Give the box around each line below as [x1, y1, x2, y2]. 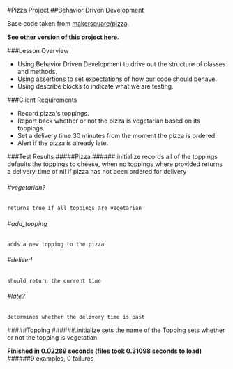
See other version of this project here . [7, 33, 120, 41]
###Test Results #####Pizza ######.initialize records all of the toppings [7, 153, 218, 160]
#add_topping [7, 219, 47, 227]
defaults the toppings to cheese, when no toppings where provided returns [7, 160, 223, 168]
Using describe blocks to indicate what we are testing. [17, 82, 174, 90]
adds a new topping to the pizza [7, 241, 105, 248]
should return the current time [7, 277, 101, 285]
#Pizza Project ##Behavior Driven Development [7, 6, 144, 14]
